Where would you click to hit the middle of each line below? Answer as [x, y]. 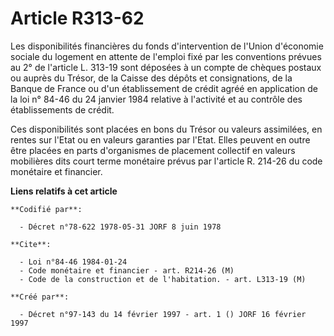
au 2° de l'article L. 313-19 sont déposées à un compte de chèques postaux [166, 67]
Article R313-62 [77, 18]
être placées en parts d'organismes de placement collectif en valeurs [153, 150]
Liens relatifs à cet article [64, 191]
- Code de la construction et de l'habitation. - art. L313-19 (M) [163, 279]
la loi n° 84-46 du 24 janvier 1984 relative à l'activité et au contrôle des [156, 99]
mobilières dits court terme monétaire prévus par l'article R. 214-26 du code [166, 161]
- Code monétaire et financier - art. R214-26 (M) [127, 270]
